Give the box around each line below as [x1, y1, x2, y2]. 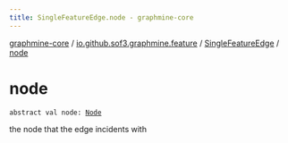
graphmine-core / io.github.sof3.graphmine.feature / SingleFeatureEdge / [9, 38, 280, 48]
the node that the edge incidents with [9, 123, 148, 134]
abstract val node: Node [9, 108, 102, 117]
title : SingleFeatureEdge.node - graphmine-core [9, 13, 194, 22]
